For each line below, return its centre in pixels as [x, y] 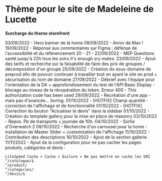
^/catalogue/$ [20, 161]
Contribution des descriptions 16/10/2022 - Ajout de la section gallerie [76, 137]
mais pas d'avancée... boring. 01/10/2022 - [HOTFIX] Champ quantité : [77, 100]
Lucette [21, 19]
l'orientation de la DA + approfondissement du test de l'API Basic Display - [80, 84]
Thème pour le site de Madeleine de [79, 9]
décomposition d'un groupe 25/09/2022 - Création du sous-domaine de [78, 69]
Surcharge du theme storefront [38, 33]
